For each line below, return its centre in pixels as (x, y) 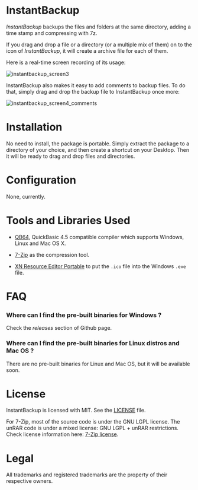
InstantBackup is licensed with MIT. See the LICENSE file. (76, 411)
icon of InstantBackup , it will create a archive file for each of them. (87, 50)
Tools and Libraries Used (68, 221)
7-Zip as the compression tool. (52, 254)
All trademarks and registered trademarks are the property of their (87, 475)
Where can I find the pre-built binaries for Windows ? (84, 315)
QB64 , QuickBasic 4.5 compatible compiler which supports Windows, (99, 237)
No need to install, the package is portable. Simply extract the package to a (98, 144)
